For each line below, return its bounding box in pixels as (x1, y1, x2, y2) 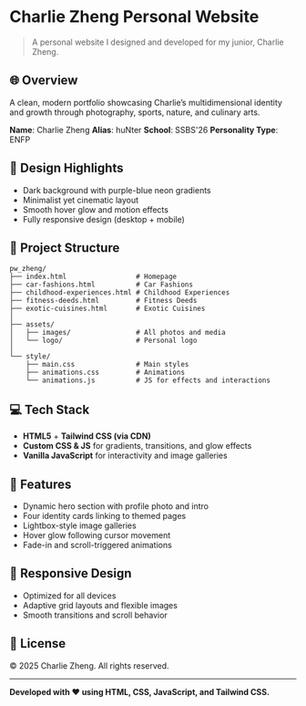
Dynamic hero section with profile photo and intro (22, 501, 209, 512)
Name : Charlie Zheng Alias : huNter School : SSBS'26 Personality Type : (9, 124, 279, 135)
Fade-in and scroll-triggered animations (22, 540, 173, 550)
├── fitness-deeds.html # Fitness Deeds (9, 296, 198, 306)
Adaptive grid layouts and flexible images (22, 599, 178, 610)
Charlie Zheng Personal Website (9, 6, 260, 27)
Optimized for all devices (22, 590, 117, 601)
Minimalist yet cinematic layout (22, 194, 139, 205)
